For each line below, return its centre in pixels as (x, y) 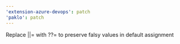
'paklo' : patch (25, 17)
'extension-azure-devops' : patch (48, 12)
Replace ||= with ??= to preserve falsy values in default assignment (90, 34)
